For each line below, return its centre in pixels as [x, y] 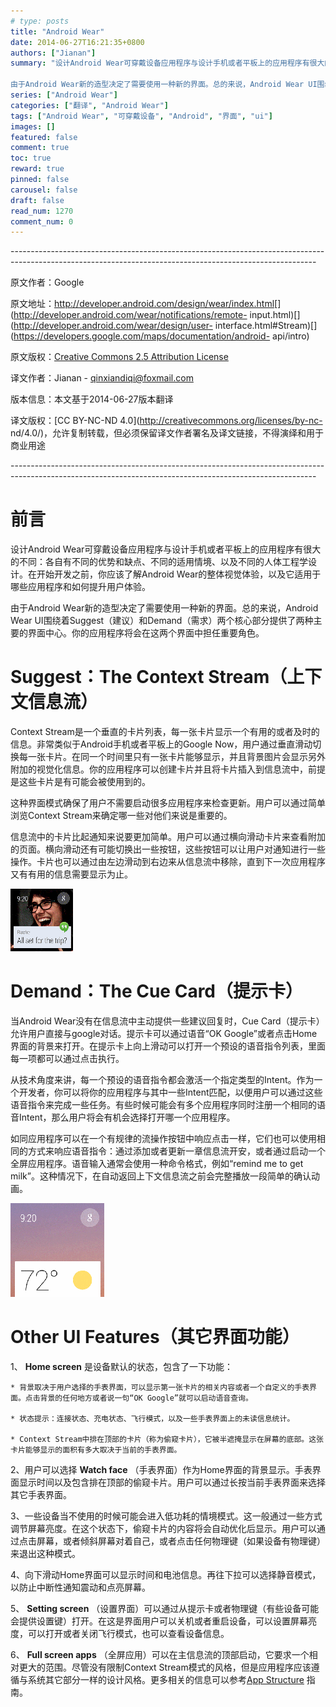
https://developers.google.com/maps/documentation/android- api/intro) [161, 336]
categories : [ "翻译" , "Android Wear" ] [89, 105]
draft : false [37, 200]
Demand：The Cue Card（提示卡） [157, 991]
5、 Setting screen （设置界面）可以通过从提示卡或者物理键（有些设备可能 [165, 1608]
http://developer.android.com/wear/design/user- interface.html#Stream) [162, 326]
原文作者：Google [47, 282]
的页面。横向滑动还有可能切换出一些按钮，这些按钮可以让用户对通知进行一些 [168, 849]
